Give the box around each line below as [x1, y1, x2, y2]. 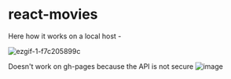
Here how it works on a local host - [8, 31, 122, 41]
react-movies [8, 5, 98, 23]
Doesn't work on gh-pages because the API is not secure [8, 61, 194, 71]
